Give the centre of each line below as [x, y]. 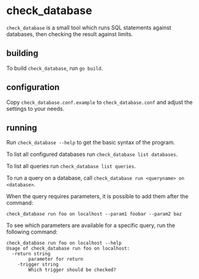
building [22, 54]
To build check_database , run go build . [54, 68]
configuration [33, 87]
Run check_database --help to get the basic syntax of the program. [91, 143]
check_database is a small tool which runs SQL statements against [89, 28]
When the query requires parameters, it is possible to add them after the [97, 196]
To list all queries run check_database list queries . [71, 166]
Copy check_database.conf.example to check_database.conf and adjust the [99, 102]
